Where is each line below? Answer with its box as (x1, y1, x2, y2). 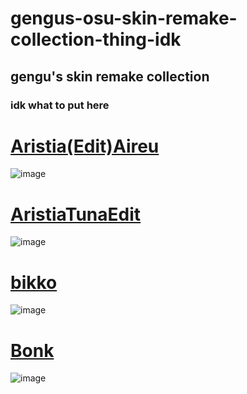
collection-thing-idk (10, 28, 182, 51)
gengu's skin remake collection (10, 68, 210, 85)
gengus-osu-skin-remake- (10, 7, 238, 30)
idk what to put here (10, 98, 110, 112)
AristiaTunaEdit (10, 203, 142, 226)
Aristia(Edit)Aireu (10, 135, 160, 157)
